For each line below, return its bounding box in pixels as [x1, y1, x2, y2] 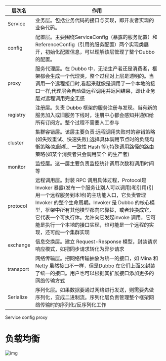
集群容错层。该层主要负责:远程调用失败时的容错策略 [35, 128, 156, 135]
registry [7, 112, 26, 118]
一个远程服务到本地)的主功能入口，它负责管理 [40, 192, 146, 198]
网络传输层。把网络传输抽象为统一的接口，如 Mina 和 [35, 255, 158, 262]
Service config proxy [5, 314, 48, 320]
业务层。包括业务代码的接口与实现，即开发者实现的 [35, 17, 154, 24]
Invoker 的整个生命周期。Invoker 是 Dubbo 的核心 [35, 199, 150, 206]
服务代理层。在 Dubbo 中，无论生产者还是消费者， [35, 65, 153, 72]
